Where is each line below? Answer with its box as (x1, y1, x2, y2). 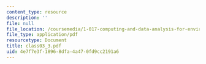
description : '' (6, 15, 48, 21)
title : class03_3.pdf (6, 43, 62, 49)
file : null (6, 20, 34, 26)
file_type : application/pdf (6, 32, 78, 38)
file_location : (6, 26, 45, 32)
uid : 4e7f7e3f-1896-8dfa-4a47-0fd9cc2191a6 (6, 49, 120, 55)
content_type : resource (6, 9, 67, 15)
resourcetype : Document (6, 37, 67, 43)
